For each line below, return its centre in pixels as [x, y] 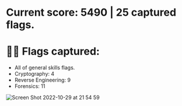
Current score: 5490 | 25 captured [91, 13]
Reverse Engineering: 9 [43, 80]
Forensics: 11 [30, 86]
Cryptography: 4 [34, 74]
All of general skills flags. [45, 68]
